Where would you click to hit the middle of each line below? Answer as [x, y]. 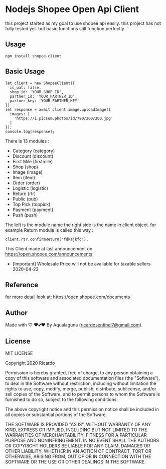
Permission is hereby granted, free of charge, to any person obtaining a [79, 373]
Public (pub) [25, 199]
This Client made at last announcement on [49, 248]
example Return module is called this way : [49, 230]
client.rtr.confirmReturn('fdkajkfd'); [47, 239]
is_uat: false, [26, 87]
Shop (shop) [25, 167]
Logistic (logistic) [30, 188]
